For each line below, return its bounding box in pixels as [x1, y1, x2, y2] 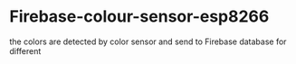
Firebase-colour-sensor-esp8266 [9, 6, 270, 27]
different [9, 45, 42, 56]
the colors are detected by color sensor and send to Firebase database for [9, 36, 287, 47]
